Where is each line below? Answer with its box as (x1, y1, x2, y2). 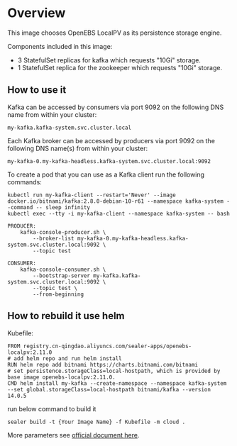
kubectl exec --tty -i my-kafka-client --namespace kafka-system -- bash (7, 210, 231, 217)
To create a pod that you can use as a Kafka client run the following (7, 170, 204, 179)
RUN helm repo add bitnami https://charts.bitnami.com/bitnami (7, 361, 199, 368)
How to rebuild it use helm (7, 310, 126, 322)
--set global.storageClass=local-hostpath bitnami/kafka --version (7, 386, 211, 393)
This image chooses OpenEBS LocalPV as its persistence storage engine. (7, 28, 222, 37)
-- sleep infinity (35, 204, 91, 211)
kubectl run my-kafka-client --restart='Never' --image (7, 191, 176, 199)
